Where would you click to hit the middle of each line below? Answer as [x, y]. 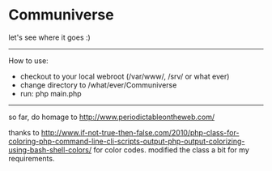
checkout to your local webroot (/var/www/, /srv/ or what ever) [125, 76]
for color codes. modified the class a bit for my [171, 150]
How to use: [28, 60]
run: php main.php [51, 93]
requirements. [32, 158]
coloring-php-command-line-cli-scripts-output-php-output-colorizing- [127, 141]
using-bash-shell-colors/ [50, 150]
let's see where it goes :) [49, 37]
